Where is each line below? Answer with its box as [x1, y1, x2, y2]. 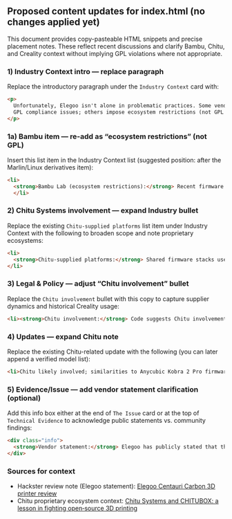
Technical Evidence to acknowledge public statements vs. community [7, 417, 206, 425]
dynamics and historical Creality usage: [7, 302, 119, 310]
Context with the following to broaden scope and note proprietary [7, 228, 194, 237]
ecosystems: [7, 236, 43, 244]
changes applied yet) [7, 17, 100, 28]
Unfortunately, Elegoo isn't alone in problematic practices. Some [13, 102, 212, 109]
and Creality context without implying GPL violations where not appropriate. [7, 49, 223, 57]
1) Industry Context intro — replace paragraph [7, 66, 164, 76]
